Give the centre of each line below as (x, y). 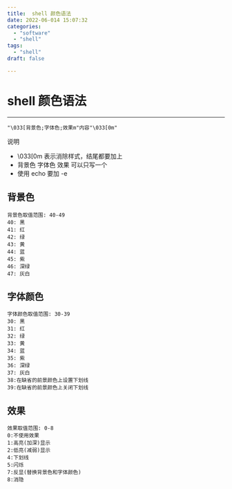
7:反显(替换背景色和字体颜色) (44, 472)
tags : (15, 46)
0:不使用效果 (23, 436)
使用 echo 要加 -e (42, 173)
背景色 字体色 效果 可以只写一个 (62, 165)
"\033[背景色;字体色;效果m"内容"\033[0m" (62, 128)
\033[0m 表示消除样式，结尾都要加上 (70, 156)
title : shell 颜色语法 (39, 13)
